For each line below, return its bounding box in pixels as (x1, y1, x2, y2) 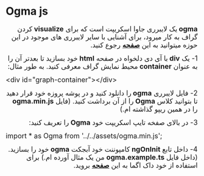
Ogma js (5, 4, 48, 18)
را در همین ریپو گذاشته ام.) (119, 105, 198, 114)
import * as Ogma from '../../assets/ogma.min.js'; (5, 131, 163, 140)
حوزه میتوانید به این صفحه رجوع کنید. (90, 40, 198, 50)
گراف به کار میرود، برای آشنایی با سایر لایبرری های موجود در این (11, 32, 198, 41)
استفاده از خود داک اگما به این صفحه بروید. (73, 161, 198, 169)
